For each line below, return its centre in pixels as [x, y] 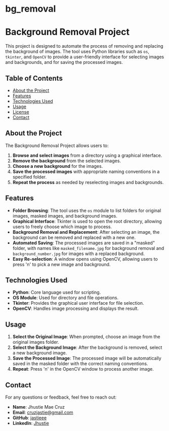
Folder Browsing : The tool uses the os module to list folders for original [87, 210]
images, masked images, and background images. [65, 215]
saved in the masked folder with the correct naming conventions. [80, 364]
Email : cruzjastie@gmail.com [43, 412]
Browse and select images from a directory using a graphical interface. [87, 155]
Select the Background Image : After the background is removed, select [87, 347]
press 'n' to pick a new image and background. [61, 264]
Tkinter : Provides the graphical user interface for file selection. [78, 303]
